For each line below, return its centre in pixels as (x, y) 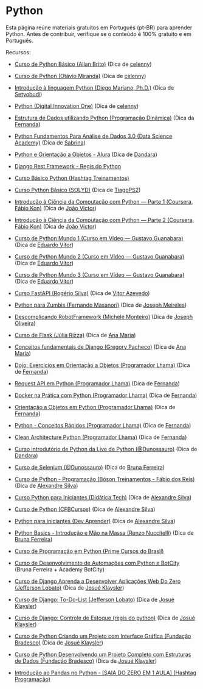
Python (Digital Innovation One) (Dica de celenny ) (77, 106)
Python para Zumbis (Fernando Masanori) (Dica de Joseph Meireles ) (100, 305)
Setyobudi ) (28, 94)
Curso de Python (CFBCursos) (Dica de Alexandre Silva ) (85, 509)
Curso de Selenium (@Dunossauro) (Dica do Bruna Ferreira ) (90, 467)
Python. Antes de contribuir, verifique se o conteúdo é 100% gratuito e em (99, 34)
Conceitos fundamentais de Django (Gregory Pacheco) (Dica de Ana (100, 347)
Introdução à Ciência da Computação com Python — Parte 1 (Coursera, (104, 201)
